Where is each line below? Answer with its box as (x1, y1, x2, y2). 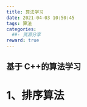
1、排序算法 (6, 88, 65, 102)
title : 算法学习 (6, 9, 44, 15)
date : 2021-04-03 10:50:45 (6, 15, 75, 21)
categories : (6, 26, 37, 32)
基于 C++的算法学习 (6, 62, 82, 72)
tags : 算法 (6, 20, 32, 26)
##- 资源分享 (12, 32, 41, 38)
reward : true (6, 37, 40, 43)
